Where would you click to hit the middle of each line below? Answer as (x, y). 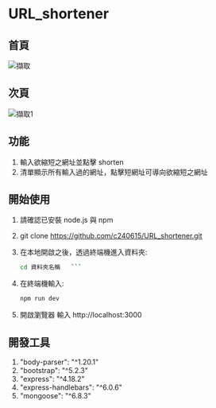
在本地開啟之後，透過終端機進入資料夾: (83, 252)
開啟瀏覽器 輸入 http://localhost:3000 (81, 315)
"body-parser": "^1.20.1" (59, 362)
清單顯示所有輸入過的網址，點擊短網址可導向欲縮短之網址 (114, 172)
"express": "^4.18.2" (52, 379)
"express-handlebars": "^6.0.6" (71, 387)
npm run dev (39, 299)
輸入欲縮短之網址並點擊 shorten (72, 162)
